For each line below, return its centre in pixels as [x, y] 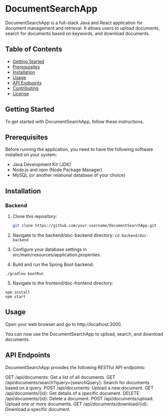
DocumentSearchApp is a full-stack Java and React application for [74, 23]
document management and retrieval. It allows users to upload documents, [83, 28]
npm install [18, 292]
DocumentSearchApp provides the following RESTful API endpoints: [75, 367]
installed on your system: [31, 155]
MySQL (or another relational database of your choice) [69, 175]
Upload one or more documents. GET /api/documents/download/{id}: [77, 404]
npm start [16, 297]
